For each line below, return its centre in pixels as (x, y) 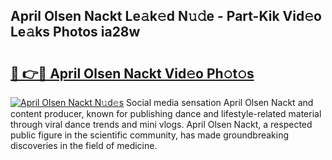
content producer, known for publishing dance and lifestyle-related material (166, 113)
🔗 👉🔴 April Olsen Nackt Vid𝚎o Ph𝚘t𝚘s (132, 73)
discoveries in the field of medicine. (84, 145)
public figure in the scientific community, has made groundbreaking (150, 135)
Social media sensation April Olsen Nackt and (220, 102)
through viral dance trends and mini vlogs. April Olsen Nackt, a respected (161, 124)
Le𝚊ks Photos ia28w (75, 32)
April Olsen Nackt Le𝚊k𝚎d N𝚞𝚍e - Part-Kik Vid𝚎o (166, 16)
